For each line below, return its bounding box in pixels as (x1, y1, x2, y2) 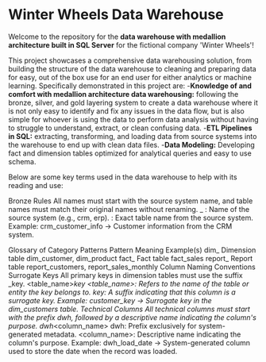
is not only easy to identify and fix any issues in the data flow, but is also (8, 106, 245, 116)
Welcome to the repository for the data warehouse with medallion (8, 32, 226, 41)
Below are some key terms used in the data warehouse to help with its (8, 172, 237, 182)
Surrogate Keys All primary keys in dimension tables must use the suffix (8, 270, 244, 279)
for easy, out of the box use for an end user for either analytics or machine (8, 72, 253, 82)
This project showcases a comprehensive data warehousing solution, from (8, 56, 253, 65)
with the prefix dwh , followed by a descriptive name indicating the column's (8, 312, 256, 322)
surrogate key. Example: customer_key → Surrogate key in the (8, 295, 212, 305)
